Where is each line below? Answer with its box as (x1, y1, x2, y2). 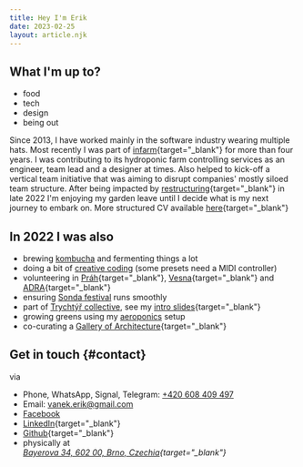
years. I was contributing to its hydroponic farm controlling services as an (9, 154, 285, 165)
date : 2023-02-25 (9, 22, 76, 31)
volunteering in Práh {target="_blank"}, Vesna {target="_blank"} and (22, 272, 275, 283)
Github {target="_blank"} (22, 427, 115, 438)
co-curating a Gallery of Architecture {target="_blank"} (22, 320, 227, 331)
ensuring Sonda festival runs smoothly (22, 292, 167, 302)
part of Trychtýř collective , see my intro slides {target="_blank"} (22, 301, 261, 312)
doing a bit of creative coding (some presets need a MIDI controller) (22, 263, 278, 273)
